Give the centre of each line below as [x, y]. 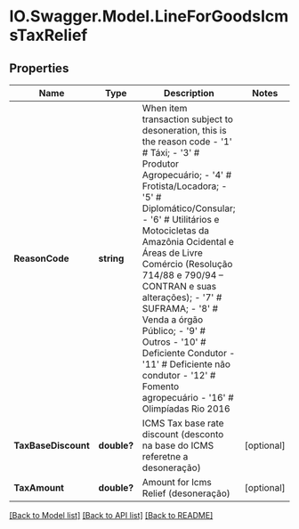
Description [189, 93]
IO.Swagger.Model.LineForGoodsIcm [149, 16]
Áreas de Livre [172, 253]
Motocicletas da [175, 231]
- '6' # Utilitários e [181, 220]
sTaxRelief [48, 35]
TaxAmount [39, 488]
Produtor [161, 164]
